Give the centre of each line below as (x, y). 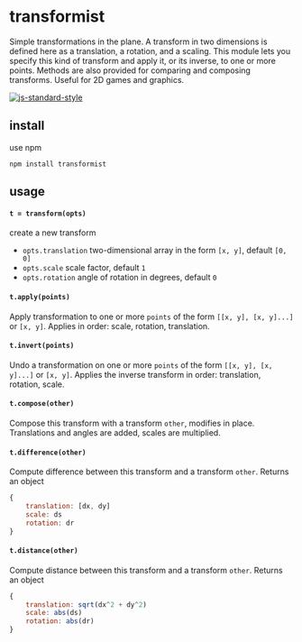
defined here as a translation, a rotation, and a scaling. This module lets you (150, 50)
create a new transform (53, 233)
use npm (26, 147)
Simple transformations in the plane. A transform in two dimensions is (138, 41)
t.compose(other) (42, 404)
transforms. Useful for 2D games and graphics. (97, 79)
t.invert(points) (42, 346)
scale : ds (44, 514)
